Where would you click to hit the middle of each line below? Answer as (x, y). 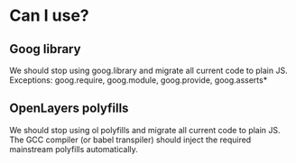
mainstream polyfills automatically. (74, 149)
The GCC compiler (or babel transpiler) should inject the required (130, 140)
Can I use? (49, 16)
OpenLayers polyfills (69, 109)
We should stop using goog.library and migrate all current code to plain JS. (148, 70)
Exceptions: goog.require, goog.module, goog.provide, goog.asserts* (139, 80)
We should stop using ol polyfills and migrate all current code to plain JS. (145, 130)
